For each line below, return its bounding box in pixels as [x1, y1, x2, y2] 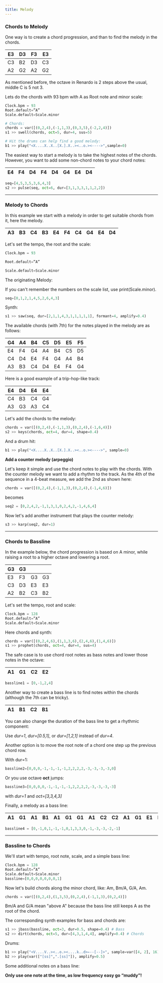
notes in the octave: [5, 657, 45, 663]
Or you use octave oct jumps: [5, 775, 65, 781]
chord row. [5, 748, 27, 754]
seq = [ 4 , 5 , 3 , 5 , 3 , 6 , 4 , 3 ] [5, 180, 51, 186]
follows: [5, 328, 21, 334]
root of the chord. [5, 908, 40, 914]
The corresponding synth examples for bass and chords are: [5, 917, 126, 923]
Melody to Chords [5, 201, 49, 208]
